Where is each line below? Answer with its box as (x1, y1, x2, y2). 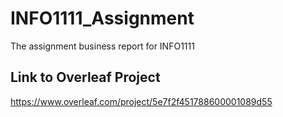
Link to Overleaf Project (10, 69, 161, 86)
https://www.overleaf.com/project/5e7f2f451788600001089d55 (10, 95, 273, 107)
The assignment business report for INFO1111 (10, 40, 195, 52)
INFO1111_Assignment (10, 7, 195, 30)
